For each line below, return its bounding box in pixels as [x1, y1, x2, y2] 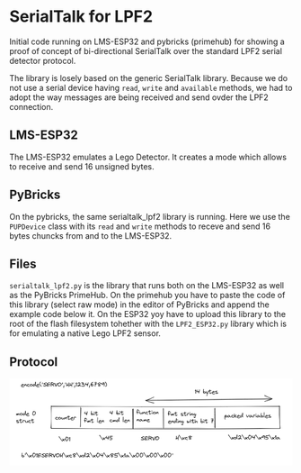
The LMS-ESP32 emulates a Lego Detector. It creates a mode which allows [9, 151, 288, 162]
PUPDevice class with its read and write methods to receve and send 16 [9, 221, 271, 232]
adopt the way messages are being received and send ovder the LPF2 [9, 92, 270, 103]
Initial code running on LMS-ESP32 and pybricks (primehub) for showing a [9, 36, 285, 47]
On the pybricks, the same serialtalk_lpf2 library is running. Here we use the [9, 211, 290, 222]
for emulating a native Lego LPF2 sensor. [9, 328, 162, 339]
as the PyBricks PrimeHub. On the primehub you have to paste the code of [9, 290, 286, 301]
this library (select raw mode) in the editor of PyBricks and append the [9, 299, 270, 310]
